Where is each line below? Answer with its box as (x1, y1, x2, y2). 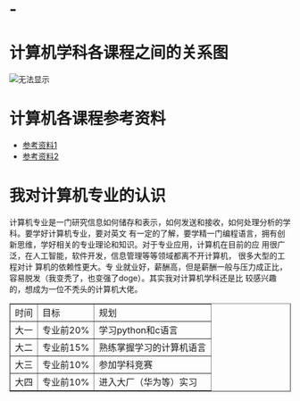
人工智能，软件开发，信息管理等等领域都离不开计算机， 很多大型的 (32, 250, 278, 261)
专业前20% (42, 324, 90, 336)
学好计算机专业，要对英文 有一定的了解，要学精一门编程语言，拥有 (32, 228, 278, 238)
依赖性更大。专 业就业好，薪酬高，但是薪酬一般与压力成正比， (57, 262, 287, 272)
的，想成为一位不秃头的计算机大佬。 (9, 284, 143, 294)
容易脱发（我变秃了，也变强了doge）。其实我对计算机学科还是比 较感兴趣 (9, 272, 277, 283)
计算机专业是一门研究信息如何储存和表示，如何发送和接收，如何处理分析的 (9, 217, 283, 227)
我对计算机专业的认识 (9, 186, 167, 206)
